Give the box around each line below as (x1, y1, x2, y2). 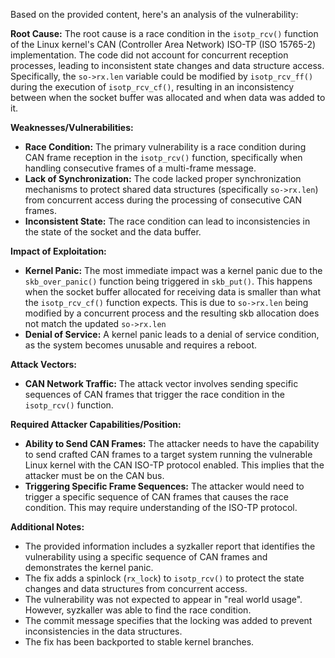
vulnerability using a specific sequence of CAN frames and (24, 551, 268, 563)
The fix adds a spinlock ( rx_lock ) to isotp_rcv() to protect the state (24, 572, 305, 584)
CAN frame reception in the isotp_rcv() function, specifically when (24, 152, 303, 163)
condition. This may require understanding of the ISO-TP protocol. (24, 502, 298, 513)
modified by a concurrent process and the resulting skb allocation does (24, 307, 320, 319)
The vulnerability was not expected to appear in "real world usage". (24, 594, 303, 605)
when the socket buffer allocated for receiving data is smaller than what (24, 286, 322, 298)
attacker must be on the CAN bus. (24, 470, 165, 481)
